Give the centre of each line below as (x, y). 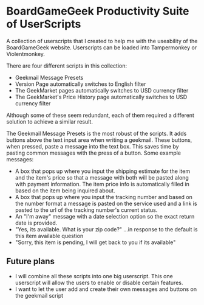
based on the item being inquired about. (65, 191)
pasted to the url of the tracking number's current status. (86, 210)
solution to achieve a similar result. (49, 121)
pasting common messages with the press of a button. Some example (93, 153)
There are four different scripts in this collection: (67, 66)
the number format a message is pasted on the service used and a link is (106, 203)
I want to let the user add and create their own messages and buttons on (106, 289)
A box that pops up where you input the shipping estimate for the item (102, 171)
